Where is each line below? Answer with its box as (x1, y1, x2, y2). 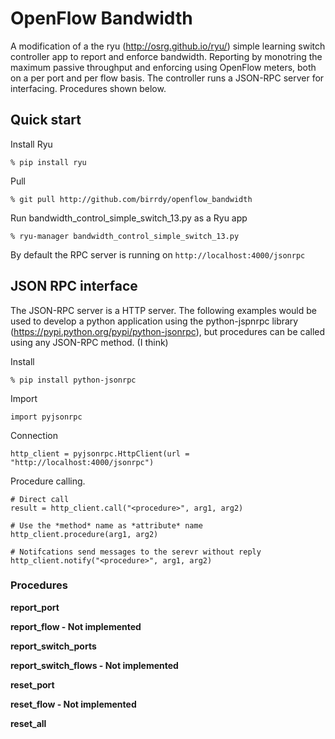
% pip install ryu (10, 157, 87, 167)
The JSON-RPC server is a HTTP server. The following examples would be (10, 304, 317, 316)
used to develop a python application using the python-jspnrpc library (10, 315, 299, 327)
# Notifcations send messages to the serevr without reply (10, 547, 262, 557)
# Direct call (10, 494, 70, 504)
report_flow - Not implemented (10, 620, 142, 632)
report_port (10, 601, 60, 613)
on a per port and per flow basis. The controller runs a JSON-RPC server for (10, 72, 325, 84)
